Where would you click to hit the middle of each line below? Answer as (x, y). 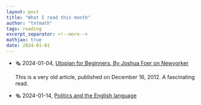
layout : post (23, 12)
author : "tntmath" (29, 23)
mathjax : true (24, 40)
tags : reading (24, 29)
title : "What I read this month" (48, 17)
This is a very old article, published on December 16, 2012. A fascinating (105, 77)
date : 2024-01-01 (28, 46)
